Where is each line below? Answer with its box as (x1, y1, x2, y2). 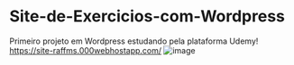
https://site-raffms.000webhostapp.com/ (9, 45, 162, 55)
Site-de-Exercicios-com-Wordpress (9, 6, 286, 27)
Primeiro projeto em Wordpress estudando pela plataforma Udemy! (9, 36, 259, 46)
